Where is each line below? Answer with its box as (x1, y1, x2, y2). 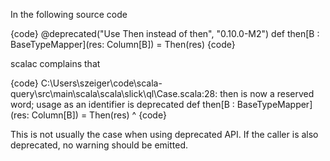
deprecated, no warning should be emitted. (10, 139, 189, 151)
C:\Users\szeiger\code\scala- (40, 77, 163, 89)
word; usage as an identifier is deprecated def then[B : (10, 99, 235, 110)
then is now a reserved (219, 88, 315, 99)
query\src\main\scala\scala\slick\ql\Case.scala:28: (10, 88, 218, 99)
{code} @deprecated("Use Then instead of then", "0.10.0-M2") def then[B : (10, 28, 320, 39)
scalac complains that (10, 58, 101, 69)
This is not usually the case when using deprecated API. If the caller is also (10, 129, 319, 140)
